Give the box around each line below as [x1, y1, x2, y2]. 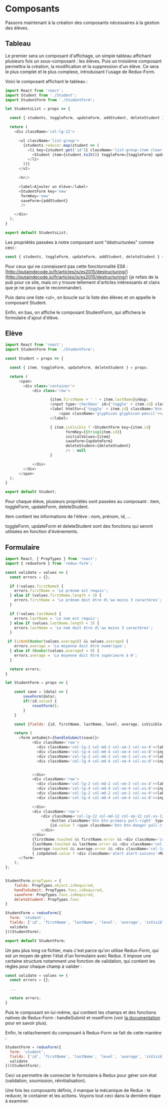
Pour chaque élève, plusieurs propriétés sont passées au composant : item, [5, 499, 161, 505]
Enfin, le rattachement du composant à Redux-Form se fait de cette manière [5, 1029, 161, 1035]
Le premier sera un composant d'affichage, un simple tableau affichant [5, 53, 151, 59]
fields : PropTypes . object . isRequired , [14, 883, 95, 888]
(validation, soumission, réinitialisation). [5, 1077, 86, 1084]
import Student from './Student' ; [5, 93, 77, 98]
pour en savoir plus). [5, 1020, 48, 1026]
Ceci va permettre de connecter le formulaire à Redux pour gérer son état [5, 1072, 157, 1078]
